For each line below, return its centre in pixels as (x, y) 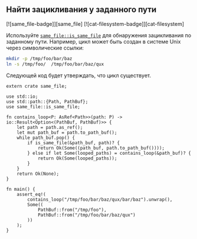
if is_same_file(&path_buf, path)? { (73, 143)
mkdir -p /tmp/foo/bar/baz (39, 58)
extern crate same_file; (37, 86)
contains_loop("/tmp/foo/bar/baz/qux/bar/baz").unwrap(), (100, 200)
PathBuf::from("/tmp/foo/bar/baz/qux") (86, 215)
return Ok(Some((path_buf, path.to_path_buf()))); (101, 148)
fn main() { (21, 189)
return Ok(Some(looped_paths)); (77, 158)
